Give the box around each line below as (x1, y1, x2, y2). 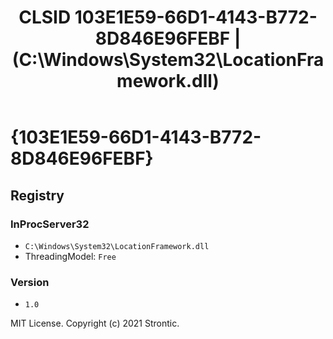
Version (10, 275, 50, 289)
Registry (10, 187, 65, 204)
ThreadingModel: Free (24, 250, 117, 262)
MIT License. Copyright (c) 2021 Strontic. (10, 317, 180, 330)
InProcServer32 (10, 217, 90, 231)
